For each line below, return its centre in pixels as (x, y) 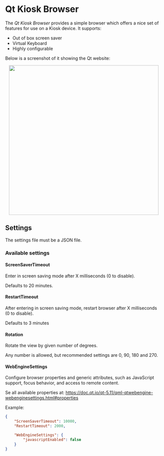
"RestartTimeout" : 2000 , (40, 426)
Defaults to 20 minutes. (29, 285)
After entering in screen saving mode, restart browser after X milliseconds (81, 308)
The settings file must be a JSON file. (44, 240)
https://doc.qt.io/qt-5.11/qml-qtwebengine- (109, 393)
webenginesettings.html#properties (42, 398)
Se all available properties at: (35, 393)
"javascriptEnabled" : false (52, 440)
